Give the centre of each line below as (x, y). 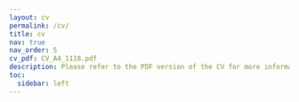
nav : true (28, 42)
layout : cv (29, 17)
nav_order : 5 (33, 51)
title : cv (28, 34)
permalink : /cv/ (39, 26)
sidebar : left (43, 83)
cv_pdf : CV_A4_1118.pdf (53, 59)
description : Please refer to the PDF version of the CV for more (135, 67)
